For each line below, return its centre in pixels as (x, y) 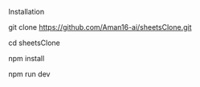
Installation (27, 12)
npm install (27, 58)
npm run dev (29, 74)
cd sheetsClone (34, 43)
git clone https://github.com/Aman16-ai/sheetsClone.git (100, 27)
